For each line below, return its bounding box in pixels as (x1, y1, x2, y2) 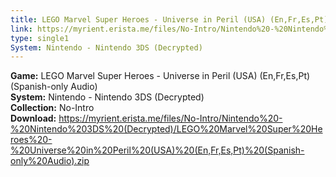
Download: (10, 112, 57, 125)
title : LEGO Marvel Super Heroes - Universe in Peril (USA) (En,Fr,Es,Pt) (10, 14, 329, 25)
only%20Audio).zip (10, 155, 90, 167)
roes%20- (10, 134, 53, 146)
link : (10, 24, 33, 34)
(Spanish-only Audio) (10, 81, 98, 93)
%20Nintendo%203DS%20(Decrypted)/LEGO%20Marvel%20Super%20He (10, 123, 323, 135)
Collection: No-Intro (10, 102, 95, 114)
